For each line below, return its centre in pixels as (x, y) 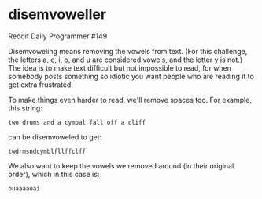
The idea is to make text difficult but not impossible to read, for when (120, 67)
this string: (26, 108)
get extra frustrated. (41, 85)
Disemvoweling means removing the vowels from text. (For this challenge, (128, 51)
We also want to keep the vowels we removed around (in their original (121, 165)
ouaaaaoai (24, 188)
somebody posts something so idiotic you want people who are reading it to (131, 76)
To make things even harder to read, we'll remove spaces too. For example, (130, 99)
